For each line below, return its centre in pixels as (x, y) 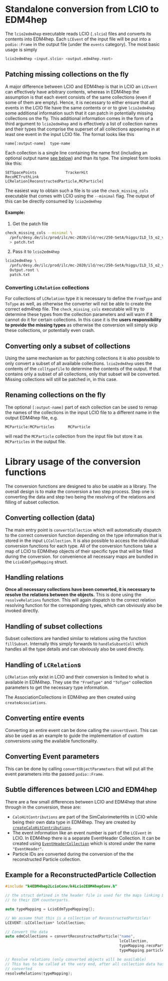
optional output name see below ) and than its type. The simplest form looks (83, 158)
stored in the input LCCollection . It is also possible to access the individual (82, 540)
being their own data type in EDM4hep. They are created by (74, 822)
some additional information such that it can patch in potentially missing (79, 113)
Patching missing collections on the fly (67, 74)
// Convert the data (27, 932)
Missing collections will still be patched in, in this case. (61, 379)
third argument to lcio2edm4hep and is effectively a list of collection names (81, 123)
